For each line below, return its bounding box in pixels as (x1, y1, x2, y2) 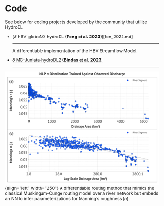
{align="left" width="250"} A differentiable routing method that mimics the (5, 185, 155, 191)
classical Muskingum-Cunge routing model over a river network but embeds (5, 190, 159, 196)
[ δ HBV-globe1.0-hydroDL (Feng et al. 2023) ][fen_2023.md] (12, 34, 133, 39)
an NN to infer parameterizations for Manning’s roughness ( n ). (5, 195, 130, 201)
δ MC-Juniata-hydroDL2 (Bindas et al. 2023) (12, 57, 103, 63)
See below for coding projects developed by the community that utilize (5, 19, 147, 25)
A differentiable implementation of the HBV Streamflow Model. (12, 47, 138, 54)
